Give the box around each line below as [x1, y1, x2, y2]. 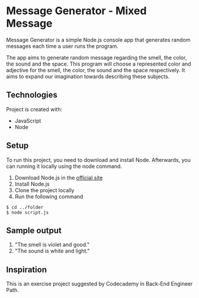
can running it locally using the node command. [6, 163, 123, 170]
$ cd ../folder [6, 204, 44, 210]
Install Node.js [14, 180, 50, 187]
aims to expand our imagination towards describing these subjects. [6, 73, 170, 80]
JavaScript [14, 117, 41, 124]
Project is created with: [6, 105, 63, 113]
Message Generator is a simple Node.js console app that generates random [6, 36, 191, 43]
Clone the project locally [14, 186, 75, 193]
